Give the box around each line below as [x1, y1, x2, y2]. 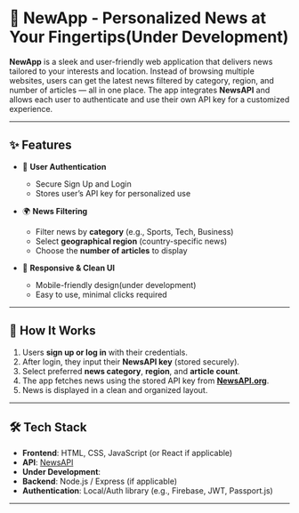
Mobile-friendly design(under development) [35, 279, 197, 290]
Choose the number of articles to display [35, 244, 189, 256]
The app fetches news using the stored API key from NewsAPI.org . [21, 375, 270, 386]
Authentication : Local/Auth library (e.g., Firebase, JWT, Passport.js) [21, 485, 273, 496]
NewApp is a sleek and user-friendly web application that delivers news [9, 56, 273, 67]
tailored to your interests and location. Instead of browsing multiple [9, 66, 255, 76]
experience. [9, 103, 53, 114]
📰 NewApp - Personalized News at [9, 8, 267, 28]
